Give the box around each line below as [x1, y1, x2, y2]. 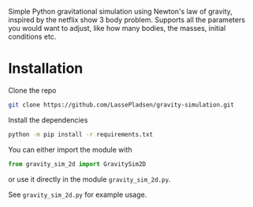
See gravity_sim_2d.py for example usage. [8, 190, 147, 199]
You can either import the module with [8, 145, 132, 154]
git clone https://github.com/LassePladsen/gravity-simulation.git [8, 100, 235, 109]
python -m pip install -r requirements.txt [8, 130, 154, 138]
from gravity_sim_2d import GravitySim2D [8, 160, 147, 168]
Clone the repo [8, 85, 57, 95]
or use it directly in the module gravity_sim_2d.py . [8, 174, 171, 184]
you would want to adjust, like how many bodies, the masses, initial [8, 24, 226, 32]
